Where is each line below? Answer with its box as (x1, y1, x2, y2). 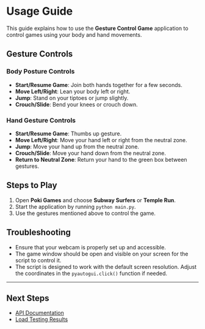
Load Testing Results (15, 316, 68, 323)
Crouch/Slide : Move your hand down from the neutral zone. (15, 149, 167, 157)
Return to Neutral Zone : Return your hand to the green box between (15, 156, 187, 163)
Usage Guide (6, 4, 73, 18)
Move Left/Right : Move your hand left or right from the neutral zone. (15, 136, 187, 143)
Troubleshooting (6, 227, 71, 238)
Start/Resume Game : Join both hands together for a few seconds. (15, 81, 183, 88)
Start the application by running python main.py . (15, 203, 136, 210)
